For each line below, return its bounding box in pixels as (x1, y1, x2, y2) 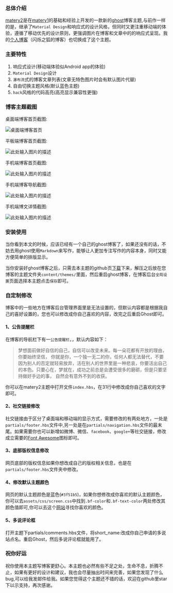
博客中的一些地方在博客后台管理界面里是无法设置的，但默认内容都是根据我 (5, 305, 163, 311)
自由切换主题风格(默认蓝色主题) (12, 82, 80, 89)
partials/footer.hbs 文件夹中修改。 (5, 466, 81, 473)
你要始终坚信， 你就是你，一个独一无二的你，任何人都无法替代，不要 (18, 354, 164, 360)
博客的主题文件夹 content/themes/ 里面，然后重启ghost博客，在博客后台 (5, 271, 156, 277)
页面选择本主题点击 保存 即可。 (9, 278, 71, 284)
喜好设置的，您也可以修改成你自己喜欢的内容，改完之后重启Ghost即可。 (14, 311, 167, 317)
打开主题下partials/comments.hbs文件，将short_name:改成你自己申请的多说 (5, 529, 166, 536)
